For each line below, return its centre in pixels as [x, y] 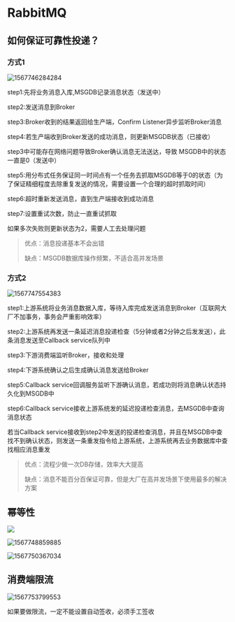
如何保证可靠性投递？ [53, 40]
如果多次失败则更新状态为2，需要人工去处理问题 [77, 228]
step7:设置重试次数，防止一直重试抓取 [62, 213]
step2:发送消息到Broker [41, 107]
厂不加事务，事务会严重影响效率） [56, 317]
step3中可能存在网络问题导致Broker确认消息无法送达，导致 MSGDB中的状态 [116, 151]
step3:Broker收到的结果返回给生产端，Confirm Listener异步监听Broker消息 [115, 122]
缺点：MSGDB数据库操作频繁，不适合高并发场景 [94, 258]
